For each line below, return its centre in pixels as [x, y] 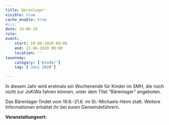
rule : [11, 34]
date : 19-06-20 [22, 29]
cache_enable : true [26, 19]
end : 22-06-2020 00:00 [39, 48]
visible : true [20, 15]
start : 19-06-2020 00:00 [41, 44]
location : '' [28, 53]
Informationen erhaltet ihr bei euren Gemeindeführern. [63, 107]
